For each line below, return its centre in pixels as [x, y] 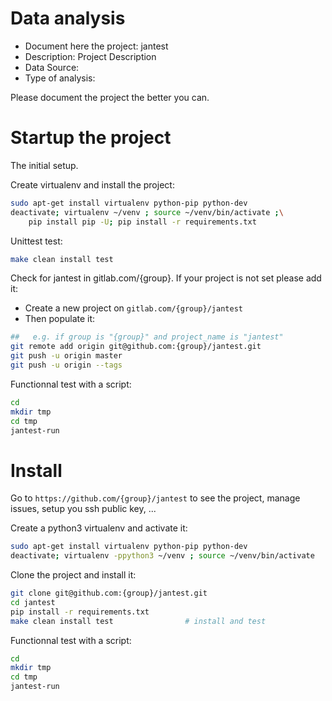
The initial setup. [44, 165]
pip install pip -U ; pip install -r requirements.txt [142, 222]
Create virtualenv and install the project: [92, 184]
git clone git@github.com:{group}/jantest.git [109, 593]
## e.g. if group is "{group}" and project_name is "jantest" [147, 337]
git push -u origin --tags [66, 365]
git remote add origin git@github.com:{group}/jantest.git [136, 347]
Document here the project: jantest [96, 46]
